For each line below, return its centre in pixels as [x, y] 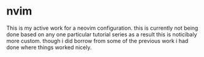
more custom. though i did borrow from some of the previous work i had [97, 41]
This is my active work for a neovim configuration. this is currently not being [102, 28]
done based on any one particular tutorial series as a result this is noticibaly [102, 34]
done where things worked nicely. [49, 47]
